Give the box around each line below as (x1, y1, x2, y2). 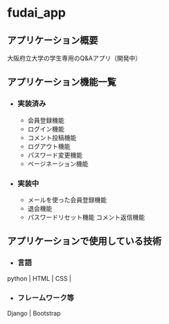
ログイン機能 (27, 124, 64, 133)
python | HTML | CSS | (7, 274, 71, 282)
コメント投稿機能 (27, 133, 77, 142)
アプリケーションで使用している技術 (7, 235, 161, 248)
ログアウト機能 (27, 142, 71, 150)
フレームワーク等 (17, 293, 75, 302)
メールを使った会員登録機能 (27, 195, 107, 204)
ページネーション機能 (27, 159, 89, 168)
